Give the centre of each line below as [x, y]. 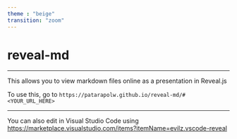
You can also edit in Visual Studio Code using [73, 121]
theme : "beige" [31, 14]
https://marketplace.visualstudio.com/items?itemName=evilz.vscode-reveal [117, 128]
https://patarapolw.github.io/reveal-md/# [122, 95]
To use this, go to [32, 95]
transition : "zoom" [36, 20]
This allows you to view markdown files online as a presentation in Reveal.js [117, 81]
